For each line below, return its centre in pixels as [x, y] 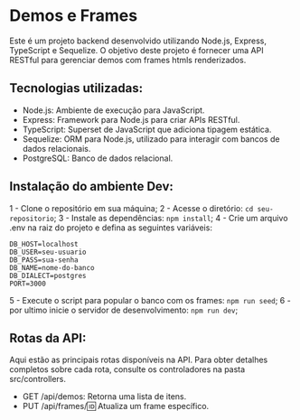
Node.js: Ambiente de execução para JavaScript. [113, 110]
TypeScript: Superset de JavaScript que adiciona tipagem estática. [147, 129]
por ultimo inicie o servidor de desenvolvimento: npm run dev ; [124, 310]
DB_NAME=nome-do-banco [52, 267]
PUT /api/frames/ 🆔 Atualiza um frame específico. [116, 406]
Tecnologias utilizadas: [76, 88]
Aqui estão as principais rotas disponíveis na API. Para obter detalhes [139, 360]
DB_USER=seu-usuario [48, 252]
